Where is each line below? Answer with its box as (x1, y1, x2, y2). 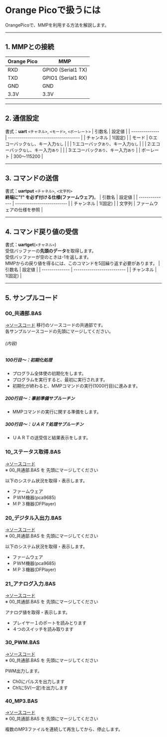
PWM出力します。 (5, 668, 42, 674)
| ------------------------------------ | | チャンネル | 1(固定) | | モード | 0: (5, 134, 154, 140)
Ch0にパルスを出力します (12, 678, 65, 684)
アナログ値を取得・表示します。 (5, 609, 71, 615)
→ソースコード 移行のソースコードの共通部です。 (5, 322, 106, 328)
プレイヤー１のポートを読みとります (12, 620, 87, 626)
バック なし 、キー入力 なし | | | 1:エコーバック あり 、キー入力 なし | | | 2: (13, 141, 152, 147)
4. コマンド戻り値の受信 (5, 228, 79, 236)
